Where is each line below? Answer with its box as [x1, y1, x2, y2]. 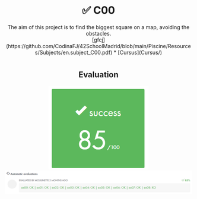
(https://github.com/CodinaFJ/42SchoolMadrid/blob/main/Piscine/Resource [5, 42, 192, 49]
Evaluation [78, 70, 119, 80]
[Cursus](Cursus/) [117, 49, 163, 56]
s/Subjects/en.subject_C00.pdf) [34, 49, 113, 56]
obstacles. [85, 30, 112, 37]
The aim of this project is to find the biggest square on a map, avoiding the [7, 23, 190, 30]
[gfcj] [91, 36, 106, 43]
